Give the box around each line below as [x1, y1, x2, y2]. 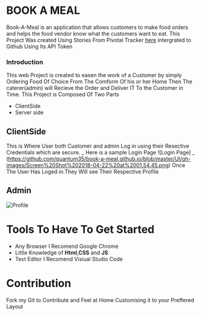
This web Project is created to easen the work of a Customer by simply [6, 72, 182, 79]
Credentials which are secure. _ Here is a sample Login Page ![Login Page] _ [6, 149, 195, 156]
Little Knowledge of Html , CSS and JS [14, 248, 108, 256]
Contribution [6, 276, 72, 290]
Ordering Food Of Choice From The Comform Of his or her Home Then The [6, 78, 193, 85]
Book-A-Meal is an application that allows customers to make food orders [6, 24, 188, 31]
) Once [168, 162, 185, 169]
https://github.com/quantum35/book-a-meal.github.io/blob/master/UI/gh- [8, 155, 191, 163]
